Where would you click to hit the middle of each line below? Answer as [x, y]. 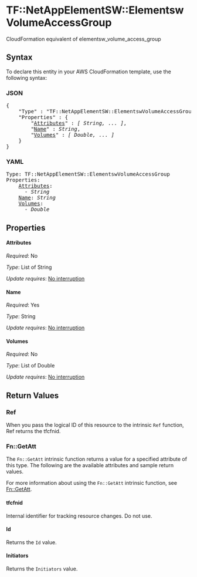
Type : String [21, 316]
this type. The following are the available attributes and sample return [90, 465]
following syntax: [27, 77]
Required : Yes [23, 305]
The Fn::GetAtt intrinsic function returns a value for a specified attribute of [97, 459]
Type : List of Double [30, 366]
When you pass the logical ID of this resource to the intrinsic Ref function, [95, 425]
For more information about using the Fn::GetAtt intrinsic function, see [92, 483]
